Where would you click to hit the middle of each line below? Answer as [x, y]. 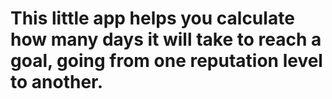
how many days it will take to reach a [166, 39]
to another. [57, 82]
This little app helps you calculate [152, 18]
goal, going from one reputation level [166, 61]
